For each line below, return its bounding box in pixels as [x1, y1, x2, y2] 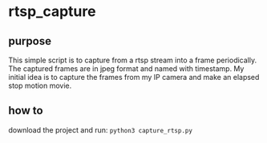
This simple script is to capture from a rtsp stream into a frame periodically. [8, 55, 257, 65]
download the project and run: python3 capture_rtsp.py [8, 125, 192, 134]
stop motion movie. [8, 81, 72, 90]
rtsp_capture [8, 2, 96, 21]
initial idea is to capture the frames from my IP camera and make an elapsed [8, 73, 260, 81]
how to [8, 104, 43, 117]
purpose [8, 34, 52, 48]
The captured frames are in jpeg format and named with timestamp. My [8, 64, 245, 73]
